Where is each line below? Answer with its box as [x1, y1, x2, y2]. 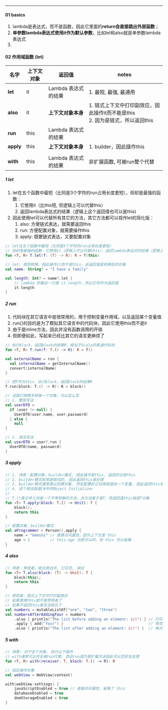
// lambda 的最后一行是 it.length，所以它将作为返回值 [14, 280, 119, 286]
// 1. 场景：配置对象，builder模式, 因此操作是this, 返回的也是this [5, 472, 136, 477]
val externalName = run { [5, 356, 59, 361]
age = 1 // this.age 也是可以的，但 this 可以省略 [14, 537, 131, 542]
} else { [9, 416, 28, 421]
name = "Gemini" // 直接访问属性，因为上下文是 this [14, 533, 116, 538]
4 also [5, 553, 18, 559]
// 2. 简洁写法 [5, 435, 34, 440]
